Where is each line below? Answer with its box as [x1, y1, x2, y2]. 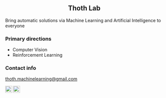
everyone [5, 23, 25, 29]
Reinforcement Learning [12, 52, 63, 58]
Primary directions [5, 35, 52, 42]
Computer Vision [12, 47, 48, 53]
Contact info [5, 65, 37, 72]
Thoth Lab [68, 4, 101, 13]
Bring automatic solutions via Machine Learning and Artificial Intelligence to [5, 17, 161, 23]
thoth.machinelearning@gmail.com [5, 76, 78, 82]
